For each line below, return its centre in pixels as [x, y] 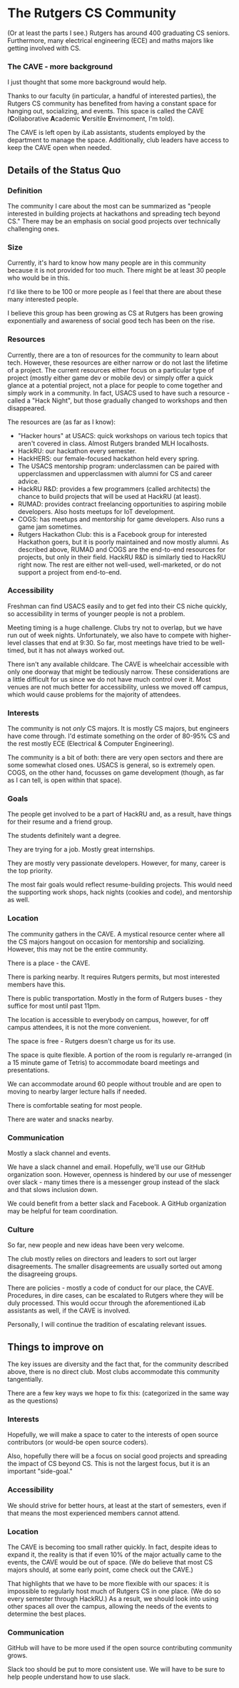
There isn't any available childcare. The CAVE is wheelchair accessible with [118, 664]
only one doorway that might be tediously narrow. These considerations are [118, 672]
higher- [220, 635]
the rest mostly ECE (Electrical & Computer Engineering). [91, 744]
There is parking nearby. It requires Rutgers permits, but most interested [113, 976]
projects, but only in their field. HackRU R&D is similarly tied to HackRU [122, 557]
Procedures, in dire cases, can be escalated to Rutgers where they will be [116, 1295]
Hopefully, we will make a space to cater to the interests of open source [113, 1435]
